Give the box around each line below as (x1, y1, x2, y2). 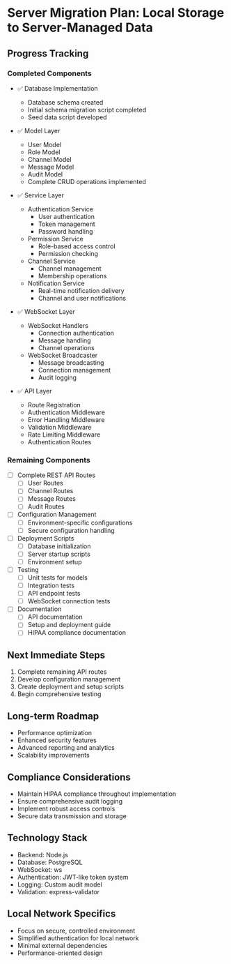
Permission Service (27, 234, 83, 243)
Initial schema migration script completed (27, 105, 147, 114)
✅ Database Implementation (17, 84, 99, 92)
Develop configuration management (17, 675, 120, 684)
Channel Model (27, 155, 72, 163)
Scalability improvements (17, 751, 90, 760)
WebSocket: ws (17, 865, 63, 873)
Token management (38, 220, 95, 228)
